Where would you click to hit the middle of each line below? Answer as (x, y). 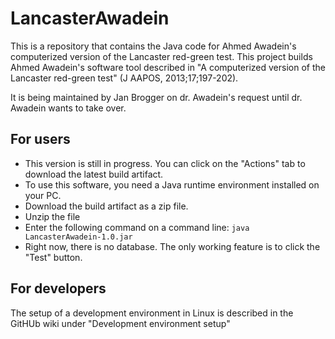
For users (40, 139)
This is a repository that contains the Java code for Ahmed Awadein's (153, 46)
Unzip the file (52, 216)
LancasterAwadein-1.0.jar (78, 237)
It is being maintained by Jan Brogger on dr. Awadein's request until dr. (156, 97)
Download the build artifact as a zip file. (106, 206)
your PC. (43, 195)
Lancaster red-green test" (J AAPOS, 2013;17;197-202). (124, 78)
